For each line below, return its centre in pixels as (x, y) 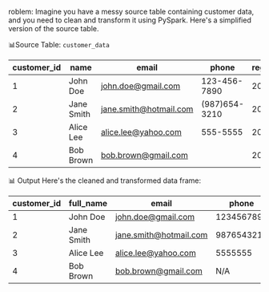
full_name (88, 203)
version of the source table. (54, 28)
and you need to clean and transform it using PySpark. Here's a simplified (130, 20)
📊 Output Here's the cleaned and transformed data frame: (105, 180)
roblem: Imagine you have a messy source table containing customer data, (131, 12)
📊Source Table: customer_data (59, 45)
